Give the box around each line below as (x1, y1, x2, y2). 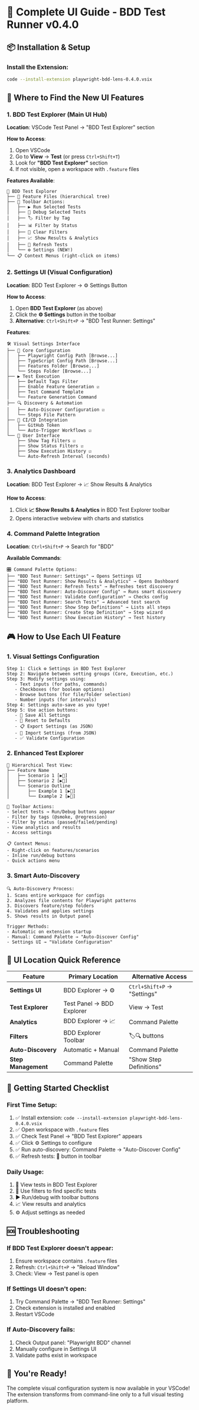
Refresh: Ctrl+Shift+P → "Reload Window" (15, 1264, 120, 1271)
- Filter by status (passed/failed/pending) (6, 819, 118, 825)
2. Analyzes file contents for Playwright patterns (6, 897, 136, 903)
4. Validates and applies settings (6, 908, 94, 914)
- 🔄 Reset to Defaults (14, 717, 70, 724)
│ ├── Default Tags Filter (6, 378, 79, 384)
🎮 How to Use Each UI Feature (6, 632, 121, 642)
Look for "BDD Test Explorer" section (15, 159, 108, 166)
